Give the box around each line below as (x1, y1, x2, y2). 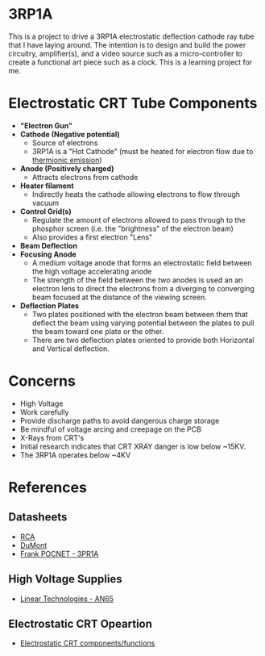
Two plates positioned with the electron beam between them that (31, 309, 248, 319)
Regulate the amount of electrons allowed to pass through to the (31, 215, 246, 224)
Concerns (8, 372, 77, 391)
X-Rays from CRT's (19, 432, 85, 442)
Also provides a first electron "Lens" (31, 232, 153, 242)
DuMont (19, 540, 48, 549)
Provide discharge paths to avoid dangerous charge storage (19, 416, 220, 425)
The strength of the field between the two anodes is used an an (31, 275, 243, 285)
